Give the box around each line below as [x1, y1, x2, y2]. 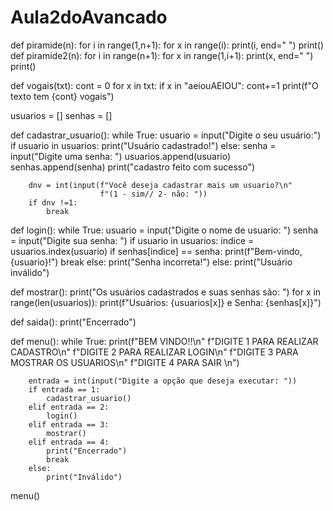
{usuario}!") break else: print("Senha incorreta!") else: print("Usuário [10, 256, 293, 268]
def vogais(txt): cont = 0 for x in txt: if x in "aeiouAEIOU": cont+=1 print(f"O [10, 79, 319, 91]
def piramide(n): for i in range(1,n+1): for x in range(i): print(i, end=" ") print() [10, 39, 325, 51]
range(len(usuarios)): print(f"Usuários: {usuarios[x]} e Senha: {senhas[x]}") [10, 296, 322, 308]
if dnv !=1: [28, 197, 78, 208]
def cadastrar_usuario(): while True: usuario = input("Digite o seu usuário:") [10, 129, 322, 141]
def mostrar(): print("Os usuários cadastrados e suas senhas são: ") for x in [10, 286, 322, 298]
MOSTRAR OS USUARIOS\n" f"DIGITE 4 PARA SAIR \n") [10, 356, 240, 368]
